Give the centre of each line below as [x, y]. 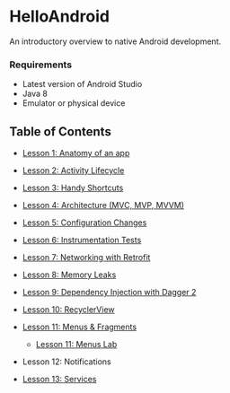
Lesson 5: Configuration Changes [84, 223]
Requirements [41, 65]
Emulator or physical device [74, 103]
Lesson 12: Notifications [66, 362]
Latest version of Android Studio [82, 84]
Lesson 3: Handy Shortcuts [73, 188]
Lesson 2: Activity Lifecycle [73, 170]
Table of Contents [61, 131]
